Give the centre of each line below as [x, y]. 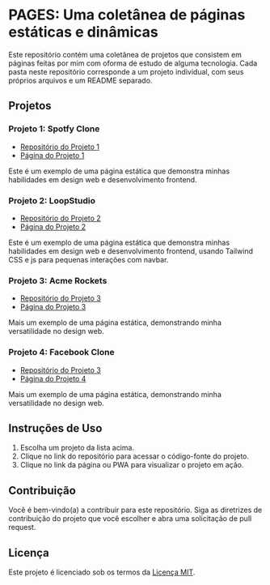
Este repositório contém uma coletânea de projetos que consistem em [125, 54]
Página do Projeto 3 [53, 307]
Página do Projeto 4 [53, 378]
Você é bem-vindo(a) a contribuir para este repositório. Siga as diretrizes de [135, 510]
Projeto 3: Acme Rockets [58, 280]
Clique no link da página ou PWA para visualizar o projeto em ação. [132, 465]
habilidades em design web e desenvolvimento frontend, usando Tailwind [131, 251]
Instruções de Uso [55, 428]
